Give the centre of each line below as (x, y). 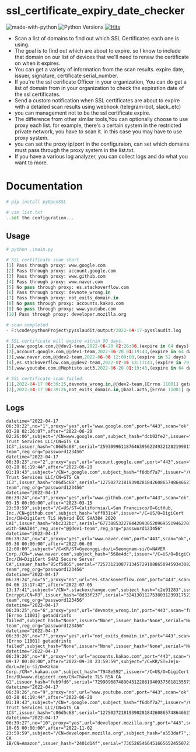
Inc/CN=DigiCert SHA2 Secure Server (50, 560)
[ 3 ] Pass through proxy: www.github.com (56, 276)
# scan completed (27, 325)
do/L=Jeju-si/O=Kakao (32, 667)
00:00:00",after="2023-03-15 (57, 503)
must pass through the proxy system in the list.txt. (75, 150)
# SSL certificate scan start (43, 260)
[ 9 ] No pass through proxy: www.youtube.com (61, 309)
